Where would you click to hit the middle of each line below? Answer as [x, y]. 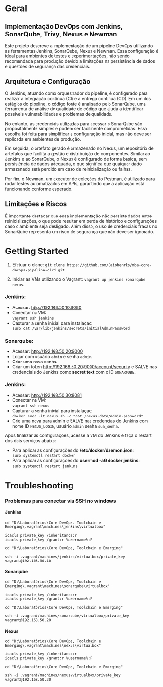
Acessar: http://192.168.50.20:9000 [47, 351]
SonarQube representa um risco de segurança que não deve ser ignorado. [80, 231]
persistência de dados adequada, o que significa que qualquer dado [73, 164]
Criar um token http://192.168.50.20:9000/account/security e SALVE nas [84, 367]
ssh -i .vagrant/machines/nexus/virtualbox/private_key [63, 675]
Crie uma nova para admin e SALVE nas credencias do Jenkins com [80, 421]
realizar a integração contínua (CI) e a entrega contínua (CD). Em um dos [78, 98]
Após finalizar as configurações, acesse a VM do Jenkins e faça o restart [78, 435]
